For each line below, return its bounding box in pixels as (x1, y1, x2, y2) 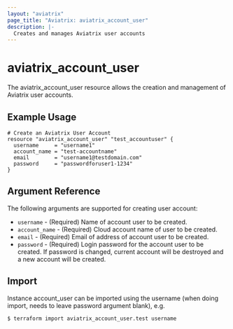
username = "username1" (13, 142, 96, 149)
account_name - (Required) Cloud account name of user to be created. (17, 225, 218, 234)
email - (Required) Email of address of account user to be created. (17, 232, 209, 241)
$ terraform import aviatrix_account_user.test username (7, 315, 177, 322)
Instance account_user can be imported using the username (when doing (7, 294, 219, 302)
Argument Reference (7, 185, 101, 197)
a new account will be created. (17, 255, 106, 263)
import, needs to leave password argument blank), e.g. (7, 301, 166, 309)
